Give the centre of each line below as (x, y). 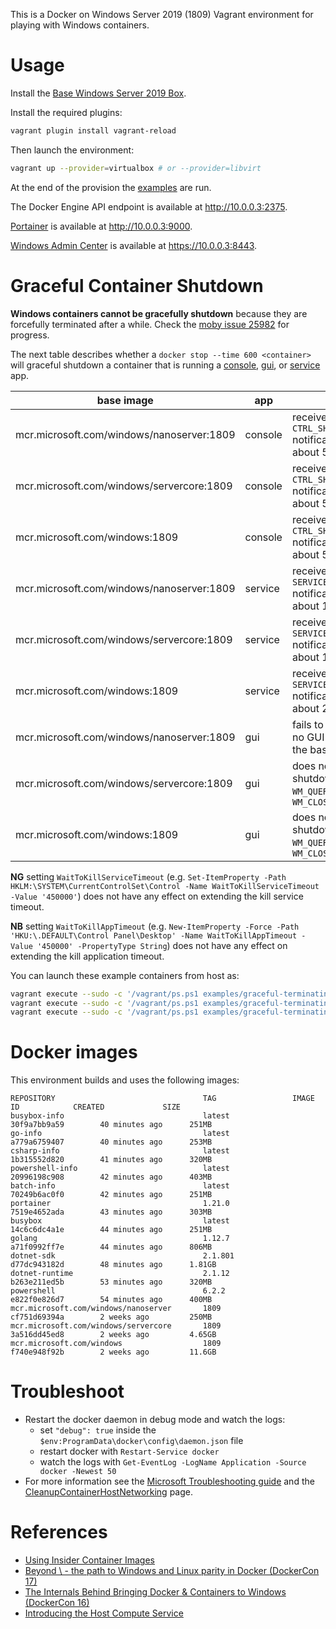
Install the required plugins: (66, 112)
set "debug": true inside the (98, 1430)
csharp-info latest (120, 1151)
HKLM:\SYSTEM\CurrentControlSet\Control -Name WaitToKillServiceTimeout (165, 886)
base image (125, 400)
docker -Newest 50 (78, 1472)
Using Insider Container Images (90, 1560)
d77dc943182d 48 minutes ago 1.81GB (113, 1265)
